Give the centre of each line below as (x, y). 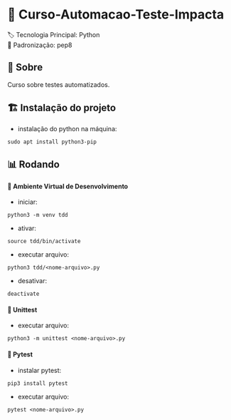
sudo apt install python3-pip (52, 142)
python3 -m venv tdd (38, 215)
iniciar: (27, 202)
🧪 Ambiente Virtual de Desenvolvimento (68, 186)
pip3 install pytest (38, 383)
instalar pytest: (39, 370)
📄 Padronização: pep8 (40, 45)
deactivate (23, 294)
